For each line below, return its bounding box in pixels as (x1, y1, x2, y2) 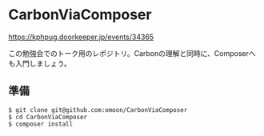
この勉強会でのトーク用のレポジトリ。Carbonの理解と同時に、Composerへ (8, 48, 256, 58)
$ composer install (8, 120, 74, 128)
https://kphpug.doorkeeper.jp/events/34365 (8, 32, 154, 42)
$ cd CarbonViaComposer (8, 113, 88, 121)
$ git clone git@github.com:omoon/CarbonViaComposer (8, 106, 188, 114)
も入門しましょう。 (8, 58, 72, 68)
